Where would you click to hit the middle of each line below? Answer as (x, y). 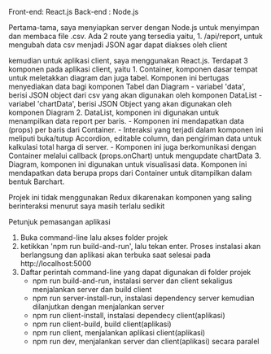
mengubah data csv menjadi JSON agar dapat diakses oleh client (118, 45)
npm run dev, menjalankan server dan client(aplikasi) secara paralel (146, 341)
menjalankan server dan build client (92, 289)
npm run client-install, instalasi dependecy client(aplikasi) (129, 315)
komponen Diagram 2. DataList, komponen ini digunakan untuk (114, 112)
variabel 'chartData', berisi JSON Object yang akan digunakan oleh (120, 104)
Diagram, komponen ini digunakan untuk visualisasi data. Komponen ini (128, 164)
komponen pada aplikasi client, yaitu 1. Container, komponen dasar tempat (133, 69)
